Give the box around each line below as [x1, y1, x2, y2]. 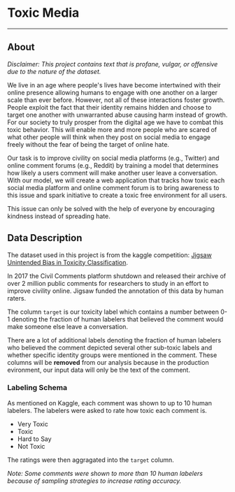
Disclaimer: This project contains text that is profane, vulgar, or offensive [7, 59, 218, 68]
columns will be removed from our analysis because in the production [7, 358, 209, 366]
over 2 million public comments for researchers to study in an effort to [7, 279, 209, 287]
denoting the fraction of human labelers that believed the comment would [11, 314, 224, 323]
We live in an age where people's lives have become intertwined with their [7, 80, 222, 89]
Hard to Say [17, 435, 52, 443]
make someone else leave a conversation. [7, 322, 128, 331]
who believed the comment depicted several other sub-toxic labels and [7, 343, 213, 352]
